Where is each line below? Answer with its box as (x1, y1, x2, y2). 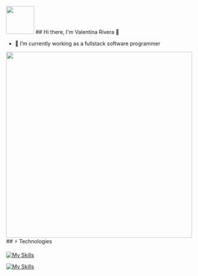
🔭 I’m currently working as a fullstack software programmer (14, 40, 161, 47)
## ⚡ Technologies (6, 238, 52, 244)
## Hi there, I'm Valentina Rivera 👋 (35, 29, 120, 35)
